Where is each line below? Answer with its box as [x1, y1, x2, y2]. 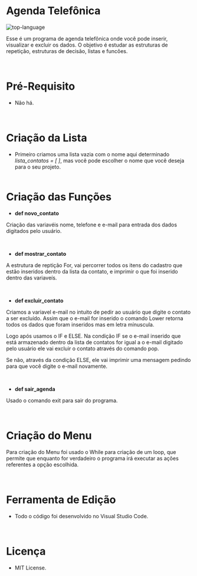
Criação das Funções [6, 190, 112, 203]
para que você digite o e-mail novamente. [6, 363, 108, 370]
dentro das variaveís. [6, 274, 57, 281]
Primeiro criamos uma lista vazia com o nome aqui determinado [14, 150, 170, 157]
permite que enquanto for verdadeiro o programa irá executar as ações [6, 455, 179, 462]
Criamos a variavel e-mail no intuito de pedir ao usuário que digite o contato [6, 308, 191, 315]
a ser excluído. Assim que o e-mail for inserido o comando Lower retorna [6, 314, 184, 322]
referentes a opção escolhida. [6, 461, 79, 468]
